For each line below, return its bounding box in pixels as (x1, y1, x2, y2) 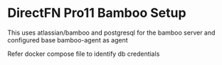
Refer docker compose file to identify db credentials (7, 49, 160, 58)
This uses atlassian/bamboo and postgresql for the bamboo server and (7, 28, 216, 37)
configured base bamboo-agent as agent (7, 35, 128, 44)
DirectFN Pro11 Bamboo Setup (7, 5, 186, 21)
